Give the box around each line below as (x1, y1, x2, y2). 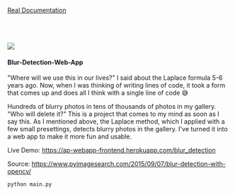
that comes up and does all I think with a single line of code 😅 (7, 88, 189, 97)
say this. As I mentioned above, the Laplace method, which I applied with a (7, 117, 225, 126)
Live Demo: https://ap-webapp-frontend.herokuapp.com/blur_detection (7, 146, 216, 155)
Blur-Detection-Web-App (7, 58, 84, 66)
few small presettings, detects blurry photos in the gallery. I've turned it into (7, 125, 228, 134)
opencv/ (7, 167, 32, 176)
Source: (7, 160, 30, 168)
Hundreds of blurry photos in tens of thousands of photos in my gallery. (7, 102, 217, 111)
